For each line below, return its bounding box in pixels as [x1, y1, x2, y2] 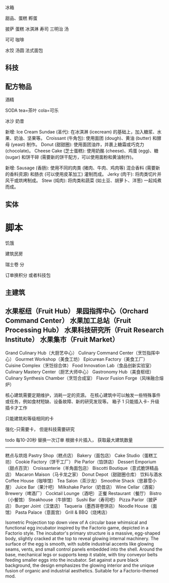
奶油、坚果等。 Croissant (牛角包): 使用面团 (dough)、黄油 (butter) [14, 135, 152, 141]
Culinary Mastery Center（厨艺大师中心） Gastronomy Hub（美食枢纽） [5, 368, 154, 375]
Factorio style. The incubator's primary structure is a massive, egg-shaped [5, 530, 160, 536]
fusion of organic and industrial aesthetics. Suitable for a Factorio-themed [5, 567, 158, 573]
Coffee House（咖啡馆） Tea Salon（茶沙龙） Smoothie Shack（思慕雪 [5, 477, 152, 483]
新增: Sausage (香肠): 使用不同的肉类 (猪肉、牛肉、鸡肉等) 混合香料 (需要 [5, 165, 156, 171]
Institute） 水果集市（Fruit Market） [5, 335, 119, 344]
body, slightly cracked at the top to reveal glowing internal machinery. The [5, 535, 159, 542]
